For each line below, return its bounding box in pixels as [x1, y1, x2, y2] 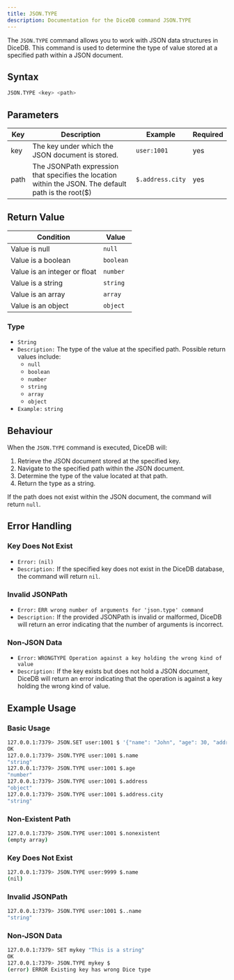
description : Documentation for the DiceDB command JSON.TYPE [7, 17, 192, 24]
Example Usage [7, 702, 77, 714]
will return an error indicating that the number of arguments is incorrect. [17, 620, 224, 628]
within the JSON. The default [32, 179, 127, 189]
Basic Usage [7, 723, 51, 733]
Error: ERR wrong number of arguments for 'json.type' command [17, 606, 204, 614]
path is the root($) [32, 188, 92, 197]
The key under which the [32, 141, 114, 151]
